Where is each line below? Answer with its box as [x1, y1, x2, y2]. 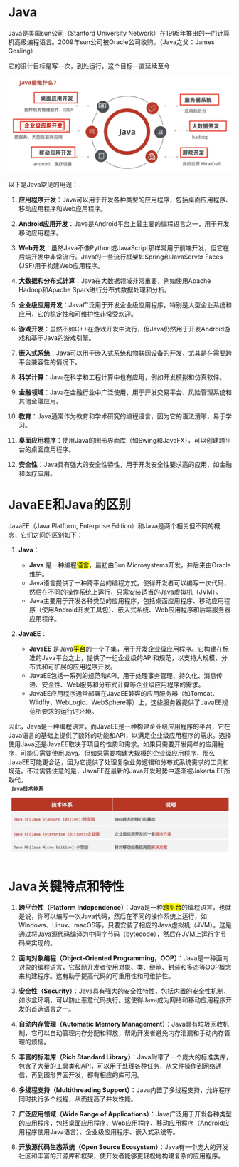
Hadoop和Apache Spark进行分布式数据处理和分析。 [18, 286, 171, 294]
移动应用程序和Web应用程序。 [18, 205, 107, 213]
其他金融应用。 [18, 397, 63, 406]
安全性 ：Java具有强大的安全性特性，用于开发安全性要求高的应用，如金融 [18, 461, 233, 469]
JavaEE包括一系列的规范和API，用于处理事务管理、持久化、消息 [28, 671, 217, 679]
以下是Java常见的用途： [8, 180, 79, 189]
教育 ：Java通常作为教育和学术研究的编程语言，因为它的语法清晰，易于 [18, 412, 226, 421]
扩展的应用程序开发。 [53, 662, 117, 671]
